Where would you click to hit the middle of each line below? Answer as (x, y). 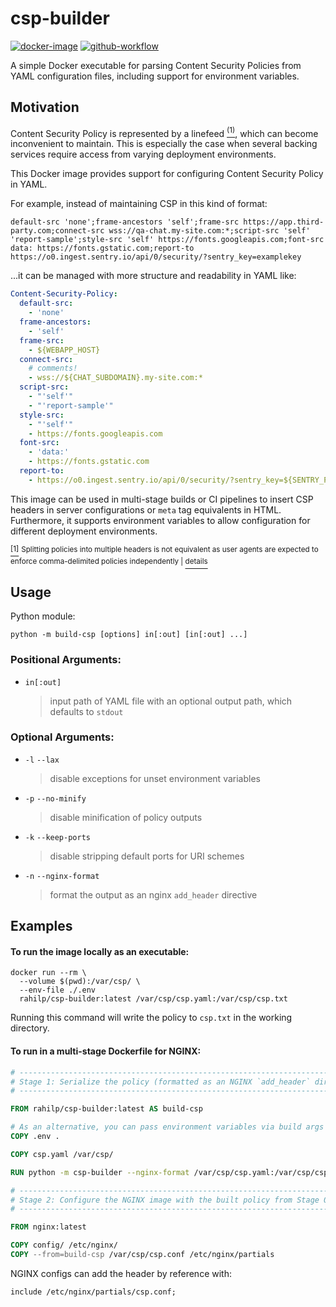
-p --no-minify (55, 798)
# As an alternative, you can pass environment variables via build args (167, 1127)
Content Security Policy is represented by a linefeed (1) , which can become (164, 132)
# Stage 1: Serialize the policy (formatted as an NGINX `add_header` (160, 1082)
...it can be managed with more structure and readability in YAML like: (153, 276)
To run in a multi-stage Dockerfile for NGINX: (106, 1051)
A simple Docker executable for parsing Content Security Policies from (156, 65)
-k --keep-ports (57, 837)
